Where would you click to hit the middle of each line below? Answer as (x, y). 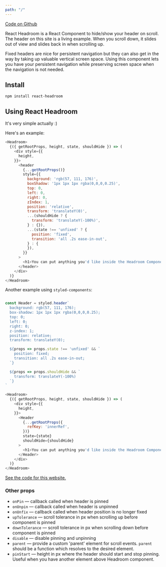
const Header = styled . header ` (37, 303)
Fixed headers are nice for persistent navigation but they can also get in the (82, 54)
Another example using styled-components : (49, 290)
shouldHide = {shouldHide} (48, 441)
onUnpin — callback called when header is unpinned (65, 507)
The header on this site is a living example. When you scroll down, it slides (81, 39)
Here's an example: (25, 133)
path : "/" (15, 10)
